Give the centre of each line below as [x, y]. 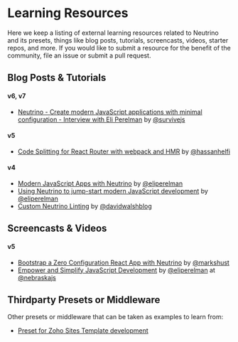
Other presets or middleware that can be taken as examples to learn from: [115, 317]
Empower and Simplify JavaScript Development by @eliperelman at [116, 270]
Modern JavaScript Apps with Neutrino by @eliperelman [100, 183]
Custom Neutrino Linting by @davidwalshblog [85, 206]
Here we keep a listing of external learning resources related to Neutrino [113, 33]
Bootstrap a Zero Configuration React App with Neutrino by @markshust [123, 262]
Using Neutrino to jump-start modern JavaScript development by [113, 191]
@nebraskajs [37, 277]
